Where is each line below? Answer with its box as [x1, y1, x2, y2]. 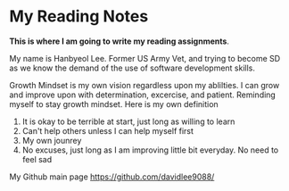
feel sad [21, 154, 53, 164]
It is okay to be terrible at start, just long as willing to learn [21, 116, 235, 127]
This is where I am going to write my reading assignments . [9, 36, 230, 46]
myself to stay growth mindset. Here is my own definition [9, 98, 219, 109]
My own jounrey [21, 135, 82, 145]
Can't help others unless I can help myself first [21, 125, 194, 136]
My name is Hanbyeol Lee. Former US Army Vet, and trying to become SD [9, 53, 281, 63]
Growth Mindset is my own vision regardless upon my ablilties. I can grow [9, 79, 280, 90]
